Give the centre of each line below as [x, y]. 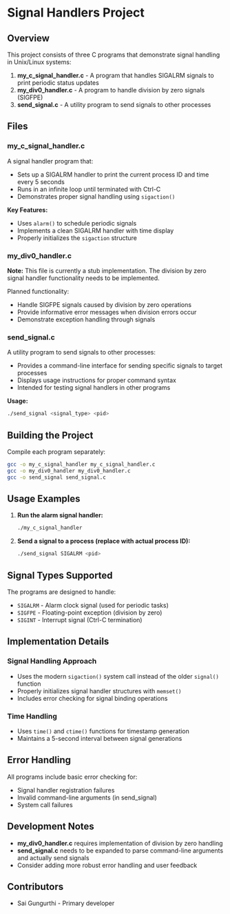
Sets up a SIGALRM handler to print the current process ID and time [113, 175]
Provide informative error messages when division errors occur [107, 312]
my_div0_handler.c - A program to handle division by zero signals [111, 90]
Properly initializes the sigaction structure [77, 238]
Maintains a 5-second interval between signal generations [100, 738]
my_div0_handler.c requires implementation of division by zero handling [120, 843]
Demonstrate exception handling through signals [86, 319]
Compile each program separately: [56, 451]
